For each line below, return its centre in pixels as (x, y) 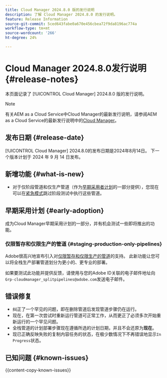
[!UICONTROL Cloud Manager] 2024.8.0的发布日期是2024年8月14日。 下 (80, 150)
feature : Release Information (37, 19)
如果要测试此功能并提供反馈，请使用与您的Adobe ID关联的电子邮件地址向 (80, 272)
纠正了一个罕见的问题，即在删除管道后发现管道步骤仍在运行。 (76, 309)
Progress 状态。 (28, 340)
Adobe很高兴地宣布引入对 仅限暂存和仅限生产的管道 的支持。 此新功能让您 (80, 256)
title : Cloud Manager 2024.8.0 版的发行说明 (50, 10)
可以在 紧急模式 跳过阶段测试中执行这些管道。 (58, 193)
